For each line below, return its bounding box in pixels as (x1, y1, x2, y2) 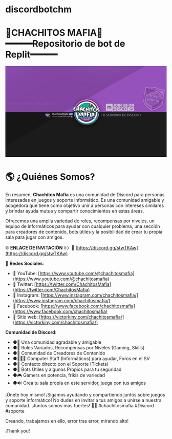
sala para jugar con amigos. (5, 234, 64, 240)
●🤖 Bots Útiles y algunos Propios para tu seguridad (12, 366, 122, 372)
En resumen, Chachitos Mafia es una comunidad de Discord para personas (5, 191, 165, 198)
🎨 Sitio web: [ (12, 313, 41, 320)
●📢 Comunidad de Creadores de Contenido (12, 350, 105, 356)
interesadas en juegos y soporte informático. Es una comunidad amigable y (5, 197, 164, 203)
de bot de (84, 38, 125, 50)
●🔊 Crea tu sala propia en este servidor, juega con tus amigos (12, 380, 146, 386)
